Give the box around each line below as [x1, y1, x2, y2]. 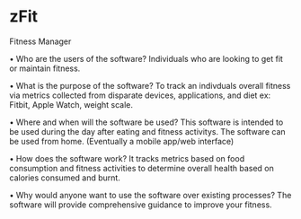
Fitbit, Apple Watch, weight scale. [9, 99, 133, 109]
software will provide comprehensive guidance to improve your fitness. [9, 199, 272, 210]
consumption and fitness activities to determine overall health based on [9, 162, 274, 173]
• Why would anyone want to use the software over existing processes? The [9, 189, 292, 200]
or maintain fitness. [9, 63, 81, 74]
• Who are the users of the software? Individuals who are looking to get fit [9, 53, 283, 64]
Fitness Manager [9, 36, 72, 47]
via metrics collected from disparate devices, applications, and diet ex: [9, 90, 271, 101]
